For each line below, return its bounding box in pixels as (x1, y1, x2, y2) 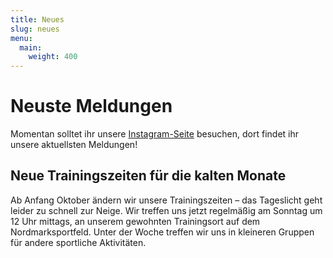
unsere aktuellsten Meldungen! (10, 139, 138, 151)
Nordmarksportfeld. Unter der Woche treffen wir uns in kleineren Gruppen (10, 226, 315, 238)
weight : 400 (28, 52, 78, 62)
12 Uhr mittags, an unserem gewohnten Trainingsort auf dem (10, 215, 261, 227)
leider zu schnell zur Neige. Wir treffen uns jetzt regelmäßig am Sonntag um (10, 204, 323, 216)
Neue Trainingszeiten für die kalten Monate (10, 167, 287, 185)
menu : (10, 33, 33, 43)
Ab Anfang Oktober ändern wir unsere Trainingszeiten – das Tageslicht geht (10, 194, 323, 206)
